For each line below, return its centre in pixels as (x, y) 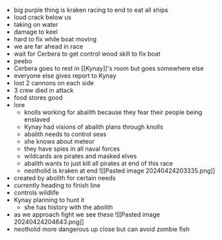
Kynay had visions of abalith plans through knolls (93, 127)
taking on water (36, 24)
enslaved (37, 119)
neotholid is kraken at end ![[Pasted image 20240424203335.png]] (120, 171)
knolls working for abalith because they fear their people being (113, 112)
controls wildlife (36, 193)
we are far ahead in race (48, 46)
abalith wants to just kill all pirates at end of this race (99, 163)
